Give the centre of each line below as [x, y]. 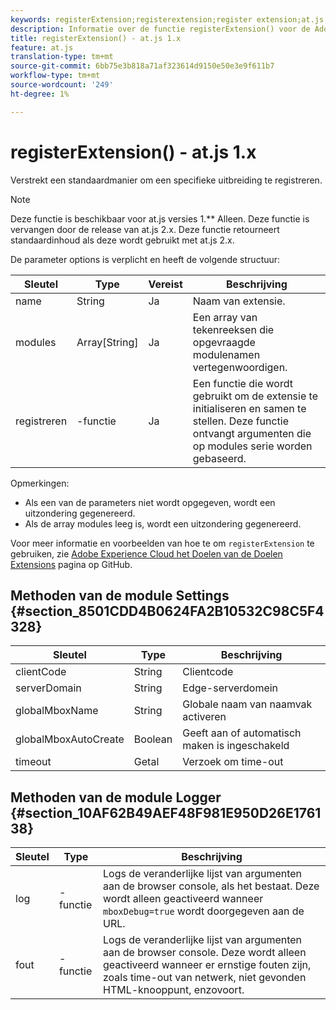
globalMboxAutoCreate [70, 739]
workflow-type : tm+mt [55, 76]
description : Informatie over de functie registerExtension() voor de [160, 29]
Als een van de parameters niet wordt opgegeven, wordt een [150, 502]
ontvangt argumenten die [252, 433]
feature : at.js [42, 47]
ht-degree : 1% [40, 94]
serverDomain [48, 688]
